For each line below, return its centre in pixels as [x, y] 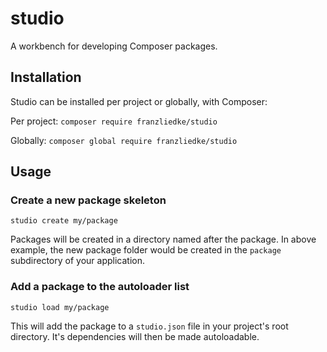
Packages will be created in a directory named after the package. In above [163, 239]
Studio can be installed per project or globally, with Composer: [139, 101]
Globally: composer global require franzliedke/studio [124, 140]
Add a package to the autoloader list [100, 287]
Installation [46, 77]
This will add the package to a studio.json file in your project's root [149, 326]
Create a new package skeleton [88, 200]
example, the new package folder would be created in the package [146, 250]
